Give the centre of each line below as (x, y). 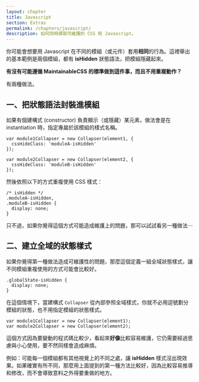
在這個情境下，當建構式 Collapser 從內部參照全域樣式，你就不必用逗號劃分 (97, 302)
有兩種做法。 (22, 84)
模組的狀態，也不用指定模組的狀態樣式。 (55, 310)
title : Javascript (29, 17)
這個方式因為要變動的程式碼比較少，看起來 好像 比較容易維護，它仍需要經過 (97, 338)
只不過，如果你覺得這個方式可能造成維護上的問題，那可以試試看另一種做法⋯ (99, 225)
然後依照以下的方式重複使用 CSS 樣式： (54, 181)
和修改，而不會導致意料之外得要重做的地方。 (61, 372)
